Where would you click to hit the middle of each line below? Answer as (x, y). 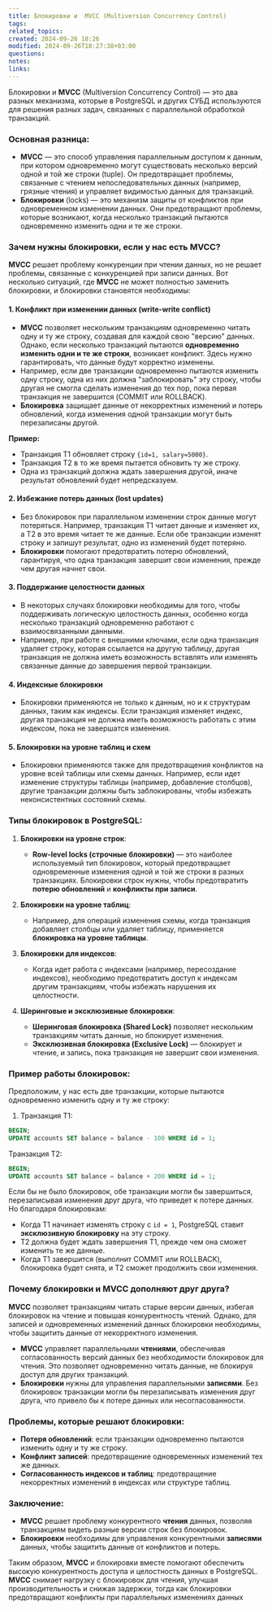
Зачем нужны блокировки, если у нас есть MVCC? (114, 247)
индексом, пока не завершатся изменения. (95, 728)
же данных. (40, 1465)
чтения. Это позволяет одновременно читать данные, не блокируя (136, 1366)
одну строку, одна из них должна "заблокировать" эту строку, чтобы (140, 379)
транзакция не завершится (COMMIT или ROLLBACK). (113, 396)
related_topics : (36, 31)
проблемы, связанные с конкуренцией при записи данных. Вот (119, 273)
